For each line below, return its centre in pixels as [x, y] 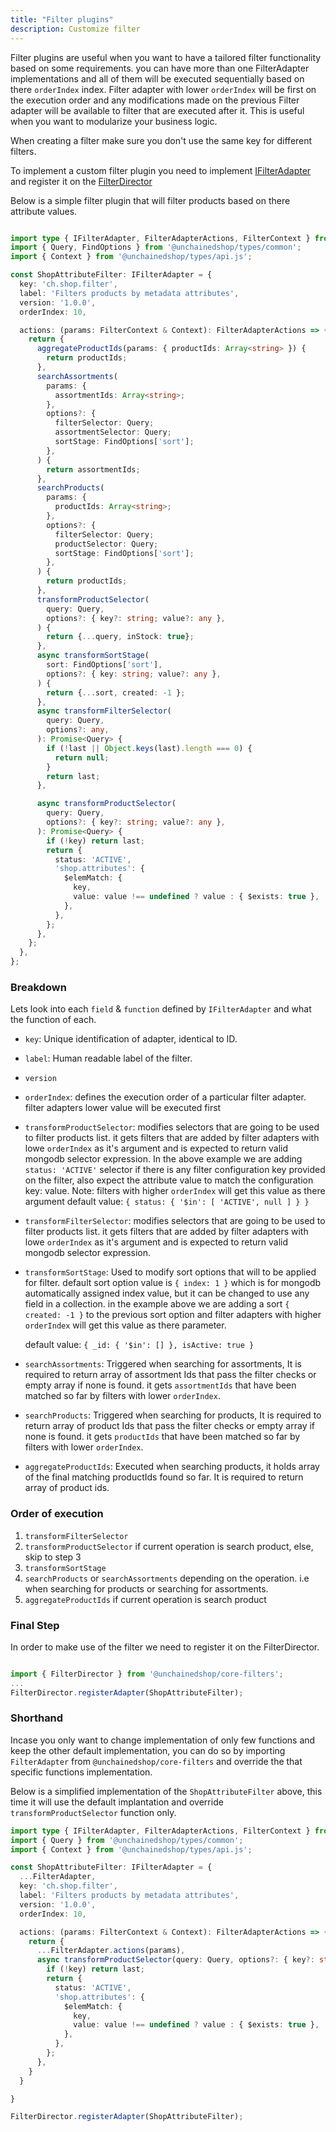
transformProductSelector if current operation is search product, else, [169, 1546]
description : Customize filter [75, 29]
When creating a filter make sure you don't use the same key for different [161, 140]
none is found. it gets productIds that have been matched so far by [162, 1437]
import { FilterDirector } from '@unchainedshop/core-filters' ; [147, 1674]
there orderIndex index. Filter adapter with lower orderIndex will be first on [163, 89]
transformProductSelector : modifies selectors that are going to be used [172, 1127]
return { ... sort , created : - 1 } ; [116, 692]
